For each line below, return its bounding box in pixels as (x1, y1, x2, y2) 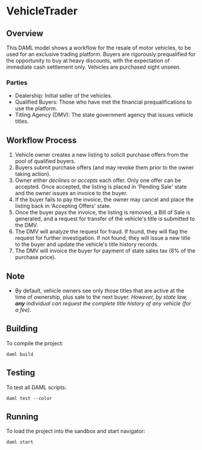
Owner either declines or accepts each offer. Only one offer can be (14, 177, 182, 184)
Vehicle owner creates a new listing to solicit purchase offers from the (14, 151, 188, 158)
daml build (6, 351, 34, 357)
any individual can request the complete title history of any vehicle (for (14, 299, 191, 307)
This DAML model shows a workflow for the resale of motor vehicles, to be (6, 44, 191, 51)
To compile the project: (6, 339, 64, 347)
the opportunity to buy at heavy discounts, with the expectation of (6, 57, 170, 64)
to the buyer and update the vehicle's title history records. (14, 241, 159, 248)
